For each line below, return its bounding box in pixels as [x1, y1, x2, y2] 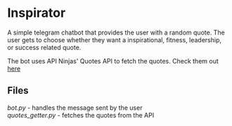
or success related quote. [7, 43, 82, 51]
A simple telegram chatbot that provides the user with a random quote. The [7, 28, 225, 37]
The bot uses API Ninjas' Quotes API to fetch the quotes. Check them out [7, 56, 219, 65]
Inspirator [7, 5, 66, 21]
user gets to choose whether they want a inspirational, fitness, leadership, [7, 35, 222, 44]
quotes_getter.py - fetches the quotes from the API [7, 111, 155, 119]
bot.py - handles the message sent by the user [7, 103, 143, 112]
